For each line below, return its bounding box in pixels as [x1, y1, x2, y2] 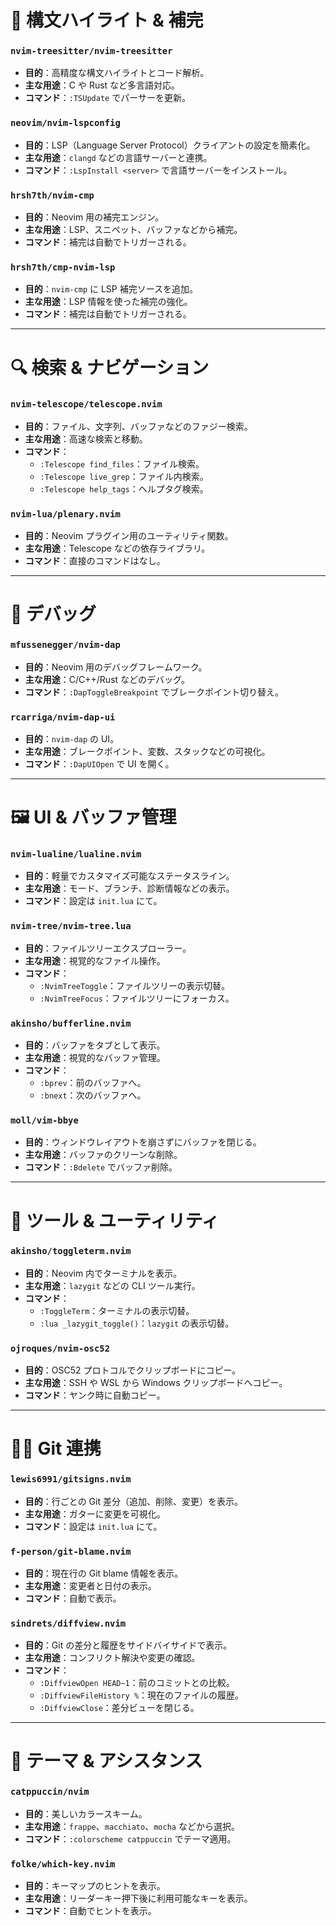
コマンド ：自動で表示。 [24, 1592, 122, 1604]
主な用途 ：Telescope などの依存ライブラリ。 [24, 542, 211, 555]
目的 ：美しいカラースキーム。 [24, 1807, 148, 1820]
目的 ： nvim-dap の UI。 [24, 732, 120, 745]
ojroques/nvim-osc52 [10, 1342, 111, 1354]
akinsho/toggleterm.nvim [10, 1246, 132, 1257]
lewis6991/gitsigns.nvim [10, 1474, 132, 1485]
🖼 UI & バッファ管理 [10, 806, 177, 829]
